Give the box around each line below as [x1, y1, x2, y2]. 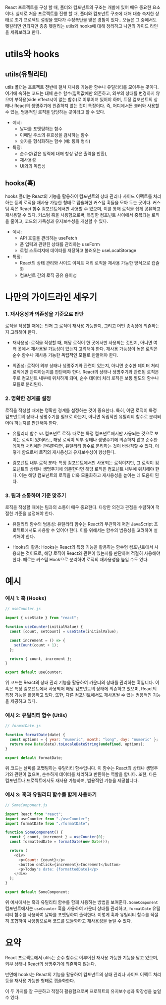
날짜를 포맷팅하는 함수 [19, 126, 63, 131]
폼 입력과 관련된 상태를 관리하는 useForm [19, 241, 100, 247]
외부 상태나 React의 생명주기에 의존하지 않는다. [5, 961, 97, 967]
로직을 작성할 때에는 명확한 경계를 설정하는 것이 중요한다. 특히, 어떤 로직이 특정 [5, 407, 157, 413]
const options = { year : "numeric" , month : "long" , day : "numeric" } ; [9, 737, 159, 742]
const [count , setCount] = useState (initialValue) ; [9, 629, 119, 634]
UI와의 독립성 [19, 163, 46, 169]
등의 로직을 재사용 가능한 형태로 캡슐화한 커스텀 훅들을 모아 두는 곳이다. [14, 199, 152, 205]
